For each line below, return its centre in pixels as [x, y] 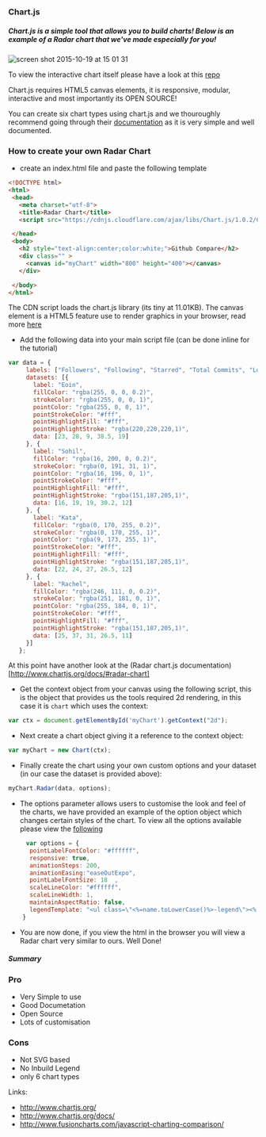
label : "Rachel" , [61, 584]
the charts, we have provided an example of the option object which [131, 812]
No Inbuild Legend [50, 1068]
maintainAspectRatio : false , [77, 902]
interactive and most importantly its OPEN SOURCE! [93, 98]
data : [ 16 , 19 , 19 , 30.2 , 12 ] [83, 503]
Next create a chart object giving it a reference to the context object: [131, 736]
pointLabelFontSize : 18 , [74, 880]
